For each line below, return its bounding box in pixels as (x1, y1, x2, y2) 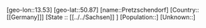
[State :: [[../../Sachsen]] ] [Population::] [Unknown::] (45, 13, 196, 21)
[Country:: (170, 6, 200, 14)
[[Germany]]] (6, 13, 45, 21)
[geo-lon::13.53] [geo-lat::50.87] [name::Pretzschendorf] (6, 6, 169, 14)
